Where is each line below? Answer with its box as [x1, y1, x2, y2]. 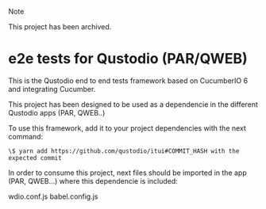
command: [8, 131, 44, 141]
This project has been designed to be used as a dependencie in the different [8, 99, 258, 109]
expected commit [8, 154, 62, 161]
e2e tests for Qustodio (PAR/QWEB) [8, 50, 248, 68]
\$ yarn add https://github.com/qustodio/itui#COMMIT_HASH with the [8, 146, 240, 155]
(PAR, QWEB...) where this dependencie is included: [8, 176, 179, 185]
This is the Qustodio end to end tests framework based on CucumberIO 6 [8, 75, 249, 85]
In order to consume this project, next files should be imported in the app [8, 168, 248, 177]
